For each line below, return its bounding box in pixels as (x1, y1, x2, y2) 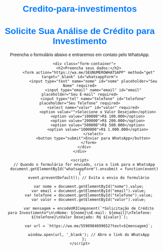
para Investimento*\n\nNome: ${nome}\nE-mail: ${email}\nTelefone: (8, 210, 152, 215)
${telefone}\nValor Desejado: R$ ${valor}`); (31, 215, 128, 220)
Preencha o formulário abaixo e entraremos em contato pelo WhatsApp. (10, 52, 150, 58)
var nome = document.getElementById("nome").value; (34, 184, 144, 189)
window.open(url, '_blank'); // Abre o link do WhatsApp (28, 232, 149, 237)
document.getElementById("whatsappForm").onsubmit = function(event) (10, 166, 158, 172)
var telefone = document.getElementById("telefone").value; (25, 193, 153, 198)
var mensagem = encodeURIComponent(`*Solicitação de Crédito (24, 206, 154, 211)
